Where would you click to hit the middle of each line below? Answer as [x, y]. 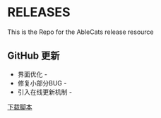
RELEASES [39, 12]
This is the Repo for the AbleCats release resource [80, 32]
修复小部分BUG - [42, 83]
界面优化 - [32, 74]
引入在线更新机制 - [45, 92]
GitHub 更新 [34, 56]
